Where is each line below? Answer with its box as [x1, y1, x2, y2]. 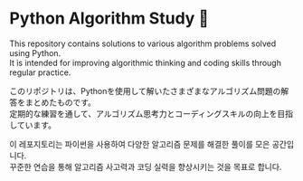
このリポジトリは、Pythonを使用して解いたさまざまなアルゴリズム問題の [9, 85, 281, 96]
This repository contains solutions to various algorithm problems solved [9, 38, 277, 49]
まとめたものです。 [24, 97, 97, 108]
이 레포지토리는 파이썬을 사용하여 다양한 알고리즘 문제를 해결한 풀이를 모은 [9, 138, 270, 149]
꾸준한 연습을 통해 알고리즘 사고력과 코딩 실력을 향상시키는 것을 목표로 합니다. [9, 161, 282, 172]
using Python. [9, 47, 62, 58]
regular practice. [9, 67, 71, 78]
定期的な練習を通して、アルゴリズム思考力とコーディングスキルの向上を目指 [9, 108, 294, 119]
